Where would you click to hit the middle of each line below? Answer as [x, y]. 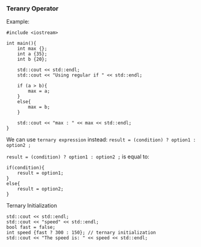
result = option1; [40, 173]
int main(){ [21, 44]
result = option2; [40, 189]
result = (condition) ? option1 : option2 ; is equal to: [78, 157]
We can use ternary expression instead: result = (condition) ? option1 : [101, 140]
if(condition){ [26, 168]
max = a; [39, 91]
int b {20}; [32, 59]
